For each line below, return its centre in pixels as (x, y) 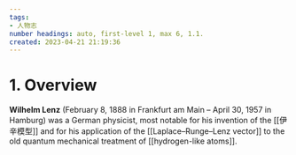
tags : (19, 17)
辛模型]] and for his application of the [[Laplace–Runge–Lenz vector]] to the (147, 131)
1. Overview (53, 85)
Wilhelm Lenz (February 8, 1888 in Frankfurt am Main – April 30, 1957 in (140, 110)
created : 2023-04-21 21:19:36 (65, 42)
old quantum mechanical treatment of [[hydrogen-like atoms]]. (123, 141)
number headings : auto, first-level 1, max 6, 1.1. (106, 33)
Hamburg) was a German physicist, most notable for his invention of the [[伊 (148, 121)
